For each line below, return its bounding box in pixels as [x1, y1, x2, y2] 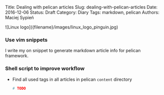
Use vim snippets [5, 36, 48, 43]
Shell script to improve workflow [5, 65, 85, 72]
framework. [5, 53, 29, 59]
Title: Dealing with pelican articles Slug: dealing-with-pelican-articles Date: [5, 4, 158, 10]
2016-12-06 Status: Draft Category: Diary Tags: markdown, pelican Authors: [5, 9, 160, 15]
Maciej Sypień [5, 15, 34, 20]
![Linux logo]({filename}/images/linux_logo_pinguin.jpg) [5, 24, 119, 30]
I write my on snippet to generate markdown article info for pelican [5, 48, 141, 54]
